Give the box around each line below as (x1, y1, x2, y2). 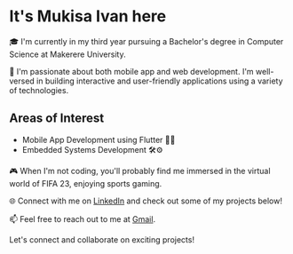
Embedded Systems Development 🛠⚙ (21, 144, 164, 155)
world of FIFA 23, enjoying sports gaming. (9, 178, 162, 188)
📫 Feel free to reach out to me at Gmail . (9, 213, 156, 224)
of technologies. (9, 84, 69, 95)
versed (9, 75, 36, 86)
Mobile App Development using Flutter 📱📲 (21, 134, 176, 145)
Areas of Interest (9, 111, 105, 126)
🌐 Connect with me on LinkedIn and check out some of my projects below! (9, 195, 282, 206)
